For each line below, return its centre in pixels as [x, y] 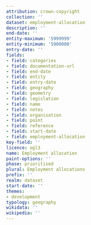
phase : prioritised [30, 164]
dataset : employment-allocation [45, 22]
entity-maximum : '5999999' [39, 39]
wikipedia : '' [23, 213]
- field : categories [31, 60]
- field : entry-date [31, 83]
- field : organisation [34, 115]
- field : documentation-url [41, 66]
